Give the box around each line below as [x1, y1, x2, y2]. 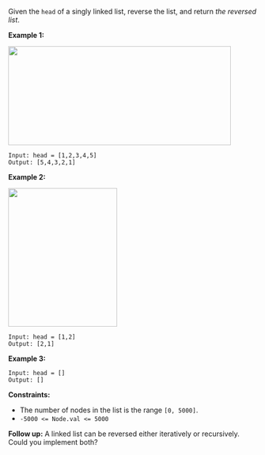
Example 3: [8, 354, 46, 363]
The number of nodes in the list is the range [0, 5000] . [19, 405, 199, 415]
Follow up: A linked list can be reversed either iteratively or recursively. [8, 429, 240, 438]
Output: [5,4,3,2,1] [8, 158, 77, 166]
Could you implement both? [8, 438, 98, 446]
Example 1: [8, 31, 45, 40]
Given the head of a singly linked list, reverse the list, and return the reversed [8, 7, 257, 16]
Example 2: [8, 173, 46, 181]
